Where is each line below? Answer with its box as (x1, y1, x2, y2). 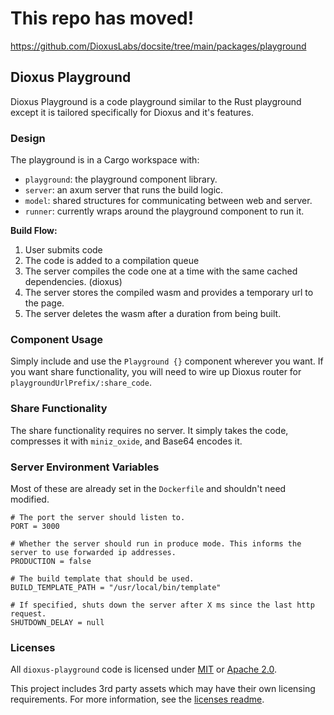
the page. (24, 297, 65, 309)
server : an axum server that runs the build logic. (24, 184, 224, 196)
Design (10, 131, 46, 145)
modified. (10, 493, 50, 505)
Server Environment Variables (10, 460, 160, 474)
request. (10, 608, 47, 619)
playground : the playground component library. (24, 173, 218, 186)
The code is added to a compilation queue (24, 255, 200, 267)
